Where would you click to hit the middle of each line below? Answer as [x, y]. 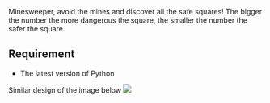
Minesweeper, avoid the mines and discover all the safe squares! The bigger [135, 12]
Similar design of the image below [65, 90]
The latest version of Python [67, 73]
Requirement [42, 54]
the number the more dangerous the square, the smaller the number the [128, 20]
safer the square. [37, 29]
